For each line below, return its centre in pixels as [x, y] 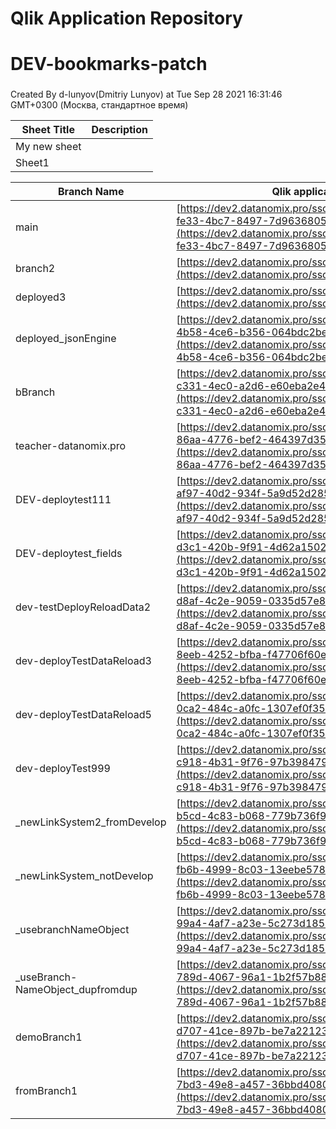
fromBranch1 [46, 1091]
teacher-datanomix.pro [71, 446]
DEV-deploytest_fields [69, 554]
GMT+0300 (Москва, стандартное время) [99, 105]
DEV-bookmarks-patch [109, 64]
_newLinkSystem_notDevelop [84, 876]
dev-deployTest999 [63, 769]
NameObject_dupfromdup [76, 990]
